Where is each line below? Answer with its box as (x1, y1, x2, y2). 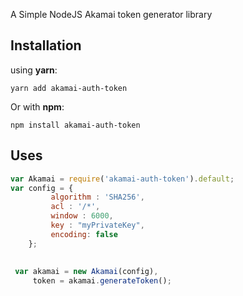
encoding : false (50, 229, 118, 239)
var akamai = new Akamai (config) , (14, 267, 159, 277)
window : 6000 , (50, 211, 114, 221)
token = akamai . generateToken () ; (32, 276, 172, 286)
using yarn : (10, 64, 58, 76)
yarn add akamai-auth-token (10, 83, 128, 93)
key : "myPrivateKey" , (50, 220, 145, 230)
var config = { (10, 183, 74, 193)
